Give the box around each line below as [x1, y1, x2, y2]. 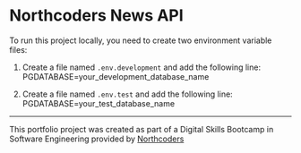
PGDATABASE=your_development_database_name [21, 71, 210, 81]
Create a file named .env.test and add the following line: [21, 89, 233, 99]
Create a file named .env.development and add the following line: [21, 62, 262, 72]
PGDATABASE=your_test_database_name [21, 98, 176, 108]
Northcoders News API [9, 5, 184, 26]
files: [9, 44, 28, 55]
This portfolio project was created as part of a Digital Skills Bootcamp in [9, 123, 274, 134]
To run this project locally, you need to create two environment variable [9, 35, 272, 46]
